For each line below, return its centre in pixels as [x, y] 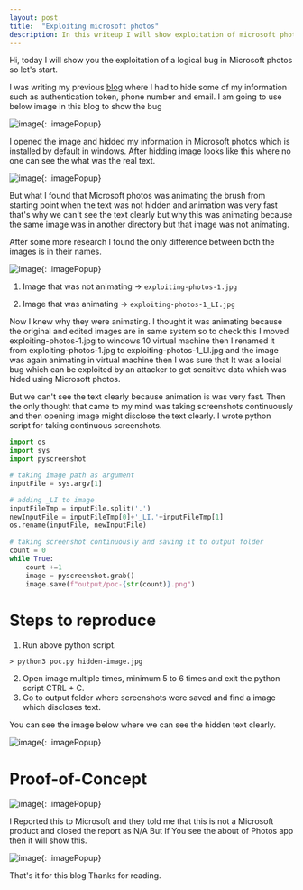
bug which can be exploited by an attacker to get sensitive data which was [148, 370]
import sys [30, 451]
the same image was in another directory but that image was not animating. [150, 225]
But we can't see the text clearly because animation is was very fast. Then [147, 397]
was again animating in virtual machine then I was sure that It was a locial [146, 360]
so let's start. [34, 70]
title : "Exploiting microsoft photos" [84, 26]
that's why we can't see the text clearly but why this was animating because [151, 215]
